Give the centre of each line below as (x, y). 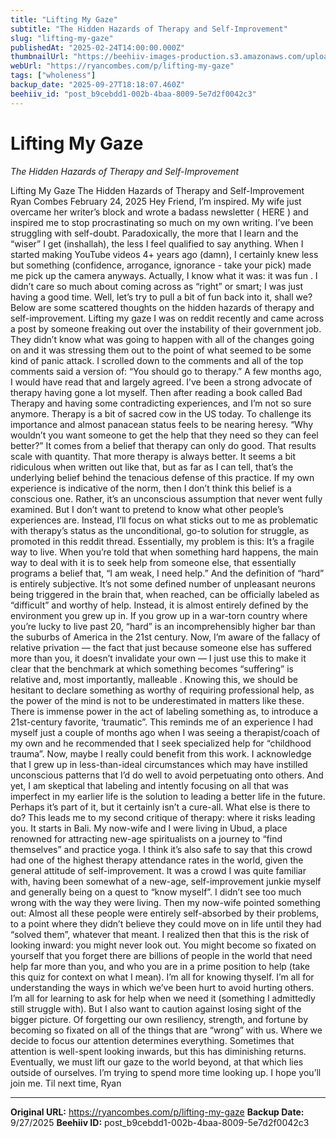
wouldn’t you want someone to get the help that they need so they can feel (164, 435)
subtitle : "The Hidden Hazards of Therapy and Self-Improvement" (149, 29)
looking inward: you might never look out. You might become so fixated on (163, 945)
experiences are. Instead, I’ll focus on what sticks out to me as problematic (164, 520)
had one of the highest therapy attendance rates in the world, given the (157, 860)
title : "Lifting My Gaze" (64, 19)
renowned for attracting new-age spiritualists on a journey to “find (146, 838)
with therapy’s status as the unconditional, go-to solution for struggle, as (160, 530)
